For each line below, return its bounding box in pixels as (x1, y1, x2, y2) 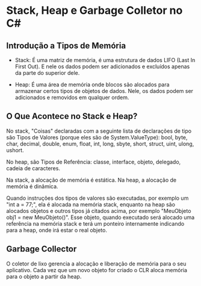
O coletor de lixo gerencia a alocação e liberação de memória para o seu (6, 260, 187, 267)
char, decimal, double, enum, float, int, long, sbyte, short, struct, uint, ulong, (6, 140, 194, 147)
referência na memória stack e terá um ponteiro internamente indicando (6, 220, 185, 227)
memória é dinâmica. (6, 182, 58, 190)
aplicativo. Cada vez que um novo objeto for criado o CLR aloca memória (6, 266, 188, 273)
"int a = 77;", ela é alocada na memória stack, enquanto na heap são (6, 200, 176, 208)
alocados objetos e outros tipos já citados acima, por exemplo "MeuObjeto (6, 207, 191, 214)
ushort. (6, 146, 24, 154)
